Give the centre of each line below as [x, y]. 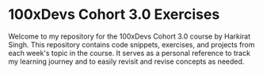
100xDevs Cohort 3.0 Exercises [114, 15]
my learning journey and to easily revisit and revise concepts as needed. [126, 61]
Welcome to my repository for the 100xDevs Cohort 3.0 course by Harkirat [130, 36]
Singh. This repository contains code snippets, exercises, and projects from [131, 44]
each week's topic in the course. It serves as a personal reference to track [130, 53]
